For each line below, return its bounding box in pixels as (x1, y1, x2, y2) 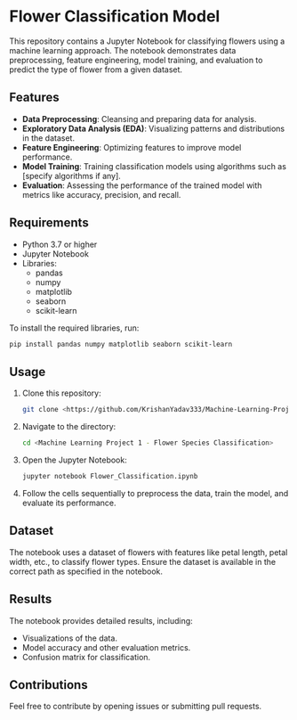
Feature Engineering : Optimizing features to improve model (21, 142, 242, 152)
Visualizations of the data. (21, 633, 118, 643)
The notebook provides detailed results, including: (9, 615, 193, 626)
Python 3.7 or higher (21, 239, 98, 250)
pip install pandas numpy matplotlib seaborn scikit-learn (9, 340, 233, 348)
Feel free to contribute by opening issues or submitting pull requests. (9, 701, 262, 712)
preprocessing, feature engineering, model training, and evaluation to (9, 54, 263, 65)
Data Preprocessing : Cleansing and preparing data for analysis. (21, 113, 257, 124)
